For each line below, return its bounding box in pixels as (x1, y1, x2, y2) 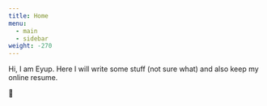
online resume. (8, 73, 58, 83)
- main (15, 27, 38, 35)
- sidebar (15, 34, 49, 43)
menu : (8, 19, 27, 28)
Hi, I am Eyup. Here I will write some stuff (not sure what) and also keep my (8, 64, 259, 74)
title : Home (8, 11, 49, 20)
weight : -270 (8, 42, 53, 50)
